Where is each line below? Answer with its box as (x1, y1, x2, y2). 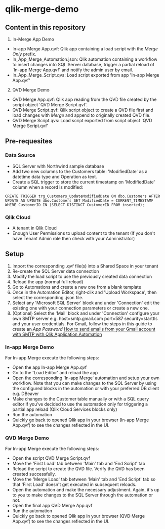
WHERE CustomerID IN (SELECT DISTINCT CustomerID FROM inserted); (5, 202, 145, 207)
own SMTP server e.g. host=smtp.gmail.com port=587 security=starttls (12, 315, 158, 321)
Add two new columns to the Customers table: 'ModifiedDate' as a (12, 168, 148, 174)
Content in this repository (5, 23, 86, 32)
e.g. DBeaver (12, 391, 39, 397)
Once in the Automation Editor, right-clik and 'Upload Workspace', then (12, 289, 157, 295)
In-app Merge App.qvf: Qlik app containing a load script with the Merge (12, 46, 158, 51)
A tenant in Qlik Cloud (12, 225, 57, 231)
